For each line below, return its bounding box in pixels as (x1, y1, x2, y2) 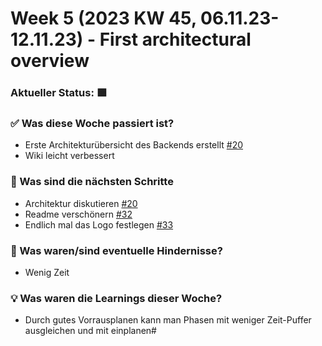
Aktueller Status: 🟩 (10, 86, 108, 100)
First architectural (99, 28, 252, 51)
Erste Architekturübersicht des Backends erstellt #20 (24, 139, 244, 151)
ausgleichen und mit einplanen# (24, 325, 157, 337)
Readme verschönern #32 (24, 208, 133, 220)
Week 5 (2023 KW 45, (10, 7, 197, 30)
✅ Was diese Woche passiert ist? (10, 117, 175, 131)
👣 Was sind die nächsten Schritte (10, 175, 174, 189)
